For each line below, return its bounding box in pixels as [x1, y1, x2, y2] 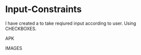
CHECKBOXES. [5, 25, 37, 31]
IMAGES [5, 45, 23, 51]
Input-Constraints [5, 4, 82, 15]
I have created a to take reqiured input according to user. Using [5, 20, 136, 26]
